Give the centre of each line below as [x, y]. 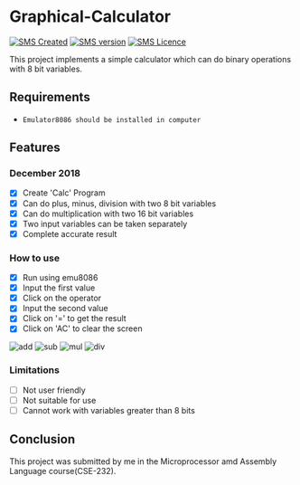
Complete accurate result [70, 233]
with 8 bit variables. [46, 69]
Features [35, 148]
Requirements [50, 97]
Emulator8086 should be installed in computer [112, 119]
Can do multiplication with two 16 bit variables [108, 214]
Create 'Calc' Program [64, 193]
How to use [35, 258]
